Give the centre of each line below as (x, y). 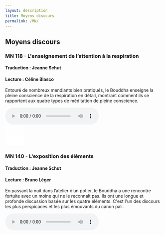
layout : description (27, 10)
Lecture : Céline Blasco (29, 79)
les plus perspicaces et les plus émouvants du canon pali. (65, 207)
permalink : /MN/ (22, 21)
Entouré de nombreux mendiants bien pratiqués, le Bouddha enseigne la (79, 90)
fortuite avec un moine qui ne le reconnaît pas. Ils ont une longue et (74, 196)
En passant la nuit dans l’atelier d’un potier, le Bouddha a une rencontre (78, 191)
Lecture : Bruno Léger (28, 180)
